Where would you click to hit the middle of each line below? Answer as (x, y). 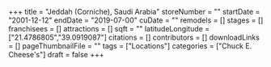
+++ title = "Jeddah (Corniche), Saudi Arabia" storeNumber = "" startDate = (134, 12)
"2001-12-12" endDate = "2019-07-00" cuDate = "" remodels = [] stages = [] (136, 20)
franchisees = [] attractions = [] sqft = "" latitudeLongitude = (109, 29)
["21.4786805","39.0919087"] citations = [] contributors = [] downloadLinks (134, 37)
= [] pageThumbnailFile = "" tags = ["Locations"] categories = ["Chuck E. (130, 46)
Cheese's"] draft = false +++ (56, 54)
